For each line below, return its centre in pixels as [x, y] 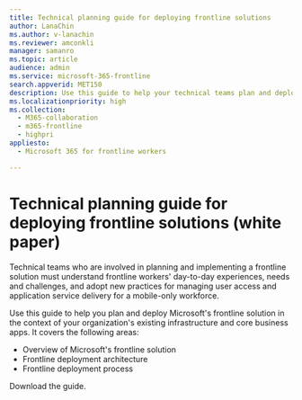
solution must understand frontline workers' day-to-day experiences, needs [150, 276]
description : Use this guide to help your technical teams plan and [140, 93]
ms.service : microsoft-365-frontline [80, 76]
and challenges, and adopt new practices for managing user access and [143, 286]
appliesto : [30, 143]
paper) [35, 241]
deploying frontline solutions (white [145, 222]
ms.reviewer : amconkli [52, 43]
